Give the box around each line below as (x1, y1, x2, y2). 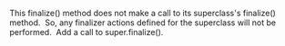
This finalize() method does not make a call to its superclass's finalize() (9, 8, 276, 18)
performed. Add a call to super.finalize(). (9, 27, 164, 37)
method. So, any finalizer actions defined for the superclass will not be (9, 17, 276, 28)
